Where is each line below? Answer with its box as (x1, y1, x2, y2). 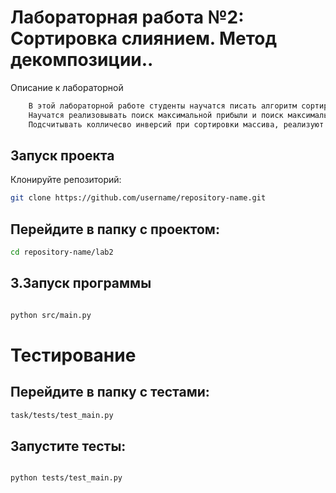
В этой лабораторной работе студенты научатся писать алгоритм (28, 101, 298, 111)
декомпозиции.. (10, 49, 154, 71)
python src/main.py (10, 310, 92, 320)
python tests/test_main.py (10, 473, 123, 483)
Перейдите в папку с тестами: (10, 384, 210, 401)
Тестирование (10, 344, 137, 366)
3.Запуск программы (10, 275, 152, 292)
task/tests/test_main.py (10, 410, 114, 420)
